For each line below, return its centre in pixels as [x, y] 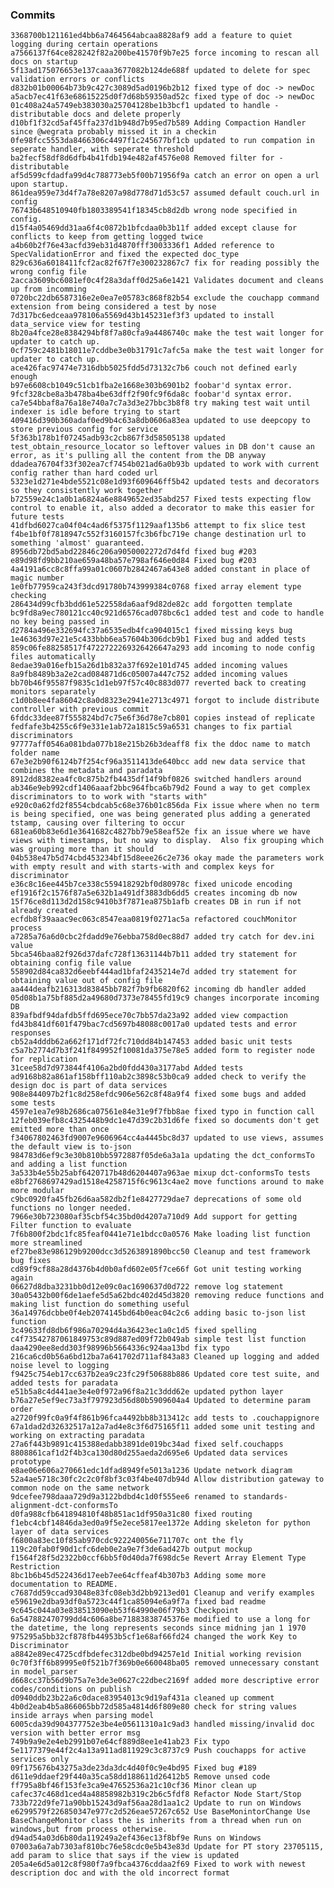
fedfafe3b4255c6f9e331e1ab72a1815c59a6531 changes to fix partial [151, 727]
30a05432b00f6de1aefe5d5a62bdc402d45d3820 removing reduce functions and [167, 1296]
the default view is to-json [71, 1147]
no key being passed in [60, 622]
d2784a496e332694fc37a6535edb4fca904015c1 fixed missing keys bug [151, 631]
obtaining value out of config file [86, 981]
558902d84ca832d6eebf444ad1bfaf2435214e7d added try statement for [154, 972]
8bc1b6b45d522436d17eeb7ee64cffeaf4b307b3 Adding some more [138, 1576]
